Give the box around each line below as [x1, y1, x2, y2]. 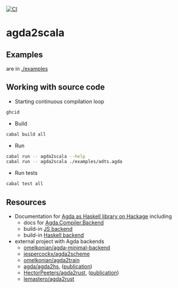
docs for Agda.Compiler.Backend [23, 219, 104, 226]
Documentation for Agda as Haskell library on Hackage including [14, 213, 172, 220]
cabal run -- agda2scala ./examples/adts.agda [6, 159, 123, 165]
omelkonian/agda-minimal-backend [23, 244, 110, 251]
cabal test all [6, 181, 44, 187]
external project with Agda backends [14, 238, 104, 244]
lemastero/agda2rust [23, 276, 75, 282]
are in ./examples [6, 65, 48, 72]
